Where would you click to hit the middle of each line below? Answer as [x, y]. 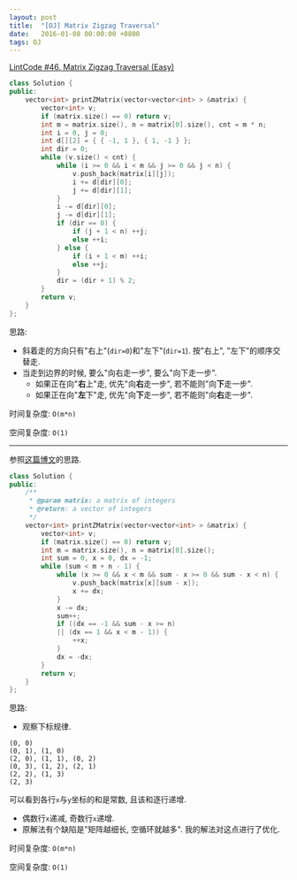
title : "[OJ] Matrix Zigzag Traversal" [85, 26]
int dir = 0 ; [65, 149]
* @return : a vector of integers [90, 509]
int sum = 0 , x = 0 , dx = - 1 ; [96, 558]
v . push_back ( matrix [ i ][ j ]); [124, 173]
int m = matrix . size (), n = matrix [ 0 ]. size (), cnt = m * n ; [154, 125]
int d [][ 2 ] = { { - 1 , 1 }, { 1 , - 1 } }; [116, 141]
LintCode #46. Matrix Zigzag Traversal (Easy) [92, 67]
